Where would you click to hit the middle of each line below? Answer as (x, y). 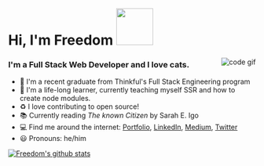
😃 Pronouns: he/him (53, 139)
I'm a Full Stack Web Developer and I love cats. (99, 65)
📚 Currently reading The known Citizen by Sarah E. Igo (109, 115)
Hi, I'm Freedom (61, 40)
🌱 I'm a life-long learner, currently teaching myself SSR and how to (127, 90)
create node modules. (55, 99)
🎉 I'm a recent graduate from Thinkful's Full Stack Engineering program (135, 81)
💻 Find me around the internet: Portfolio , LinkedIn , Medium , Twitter (128, 127)
